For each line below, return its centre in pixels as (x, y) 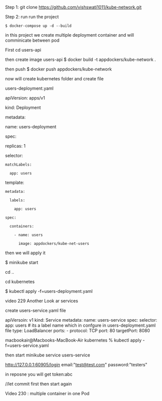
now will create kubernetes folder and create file (54, 79)
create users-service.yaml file (36, 310)
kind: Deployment (23, 108)
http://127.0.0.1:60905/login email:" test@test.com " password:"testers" (76, 365)
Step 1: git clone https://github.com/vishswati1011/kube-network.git (73, 7)
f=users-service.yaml (27, 345)
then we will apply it (25, 253)
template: (15, 182)
